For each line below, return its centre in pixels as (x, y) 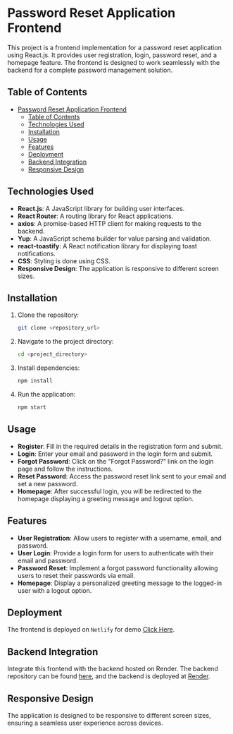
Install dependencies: (49, 368)
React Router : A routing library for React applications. (95, 216)
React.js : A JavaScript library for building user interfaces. (101, 208)
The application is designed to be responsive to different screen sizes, (109, 715)
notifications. (37, 253)
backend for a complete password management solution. (90, 70)
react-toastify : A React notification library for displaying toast (107, 246)
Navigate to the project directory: (65, 342)
